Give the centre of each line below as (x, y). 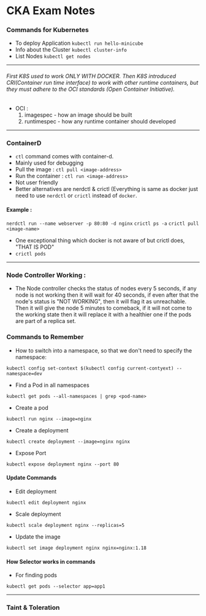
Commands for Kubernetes (48, 30)
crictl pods (30, 254)
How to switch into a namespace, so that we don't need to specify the (103, 350)
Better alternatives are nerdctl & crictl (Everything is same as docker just (106, 189)
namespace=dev (25, 373)
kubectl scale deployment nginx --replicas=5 (65, 525)
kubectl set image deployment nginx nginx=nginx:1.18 (77, 548)
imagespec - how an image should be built (78, 115)
